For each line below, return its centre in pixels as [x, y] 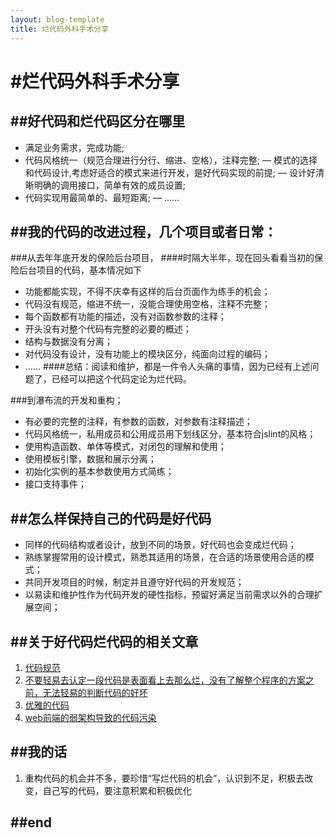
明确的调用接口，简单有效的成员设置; [110, 185]
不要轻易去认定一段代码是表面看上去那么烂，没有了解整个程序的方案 [165, 680]
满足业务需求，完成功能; [74, 147]
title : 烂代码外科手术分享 [60, 29]
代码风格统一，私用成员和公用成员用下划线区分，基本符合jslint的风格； [170, 434]
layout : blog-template [57, 19]
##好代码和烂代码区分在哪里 [98, 121]
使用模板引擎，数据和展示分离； [90, 459]
